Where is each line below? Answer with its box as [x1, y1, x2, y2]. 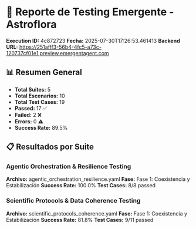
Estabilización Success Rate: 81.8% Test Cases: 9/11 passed [6, 216, 154, 223]
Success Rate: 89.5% [14, 124, 68, 131]
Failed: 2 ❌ [14, 111, 42, 118]
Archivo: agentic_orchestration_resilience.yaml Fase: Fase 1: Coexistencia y [6, 176, 190, 183]
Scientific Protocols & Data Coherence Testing [6, 197, 141, 205]
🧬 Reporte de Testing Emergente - [6, 5, 174, 19]
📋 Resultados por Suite [6, 142, 94, 152]
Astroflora [6, 18, 57, 31]
